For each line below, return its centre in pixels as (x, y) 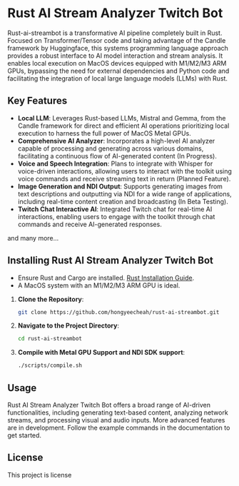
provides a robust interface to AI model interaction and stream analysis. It (115, 56)
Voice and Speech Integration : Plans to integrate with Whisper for (115, 163)
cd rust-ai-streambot (50, 339)
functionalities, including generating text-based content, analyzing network (118, 412)
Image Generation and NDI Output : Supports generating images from (120, 186)
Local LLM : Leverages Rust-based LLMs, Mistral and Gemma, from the (122, 118)
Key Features (37, 101)
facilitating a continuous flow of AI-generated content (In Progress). (117, 156)
